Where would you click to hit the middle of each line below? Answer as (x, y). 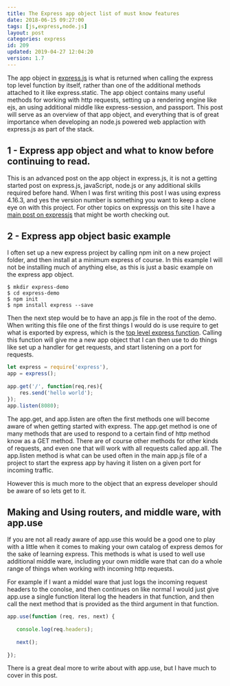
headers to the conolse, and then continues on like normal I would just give (113, 590)
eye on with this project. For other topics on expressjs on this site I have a (111, 207)
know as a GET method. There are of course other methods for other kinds (113, 440)
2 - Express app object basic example (89, 236)
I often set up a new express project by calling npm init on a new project (109, 253)
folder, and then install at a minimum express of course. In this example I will (115, 260)
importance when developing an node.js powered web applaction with (106, 122)
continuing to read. (49, 161)
